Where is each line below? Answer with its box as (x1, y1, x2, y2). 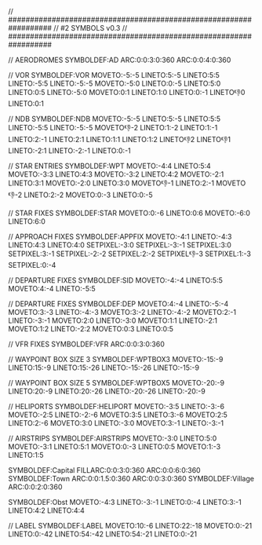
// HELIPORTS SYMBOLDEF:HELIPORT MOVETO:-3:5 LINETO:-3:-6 (8, 402, 225, 411)
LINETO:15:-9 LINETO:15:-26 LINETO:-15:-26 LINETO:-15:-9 (8, 363, 200, 372)
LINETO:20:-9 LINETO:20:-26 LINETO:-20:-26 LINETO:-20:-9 (8, 386, 206, 396)
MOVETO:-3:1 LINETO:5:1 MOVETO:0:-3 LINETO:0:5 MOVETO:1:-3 (8, 442, 221, 451)
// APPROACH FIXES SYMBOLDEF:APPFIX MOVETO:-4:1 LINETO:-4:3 (8, 232, 232, 241)
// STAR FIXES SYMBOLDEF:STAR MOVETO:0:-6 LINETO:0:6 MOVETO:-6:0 (8, 208, 251, 218)
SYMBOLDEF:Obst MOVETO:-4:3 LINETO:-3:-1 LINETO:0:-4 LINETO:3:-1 (8, 498, 242, 507)
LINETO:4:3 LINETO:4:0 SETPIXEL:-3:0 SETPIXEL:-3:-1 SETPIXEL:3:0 (8, 240, 231, 250)
